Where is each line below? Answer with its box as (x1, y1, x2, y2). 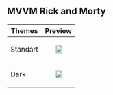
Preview (45, 25, 72, 35)
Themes (10, 25, 38, 35)
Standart (10, 44, 39, 54)
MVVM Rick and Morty (7, 6, 106, 17)
